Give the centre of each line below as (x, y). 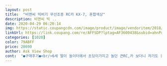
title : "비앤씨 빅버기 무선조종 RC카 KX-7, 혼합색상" (55, 14)
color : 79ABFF (20, 42)
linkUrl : (14, 33)
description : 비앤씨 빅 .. (31, 19)
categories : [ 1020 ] (25, 38)
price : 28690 (19, 47)
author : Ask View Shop (29, 51)
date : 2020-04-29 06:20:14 (33, 24)
